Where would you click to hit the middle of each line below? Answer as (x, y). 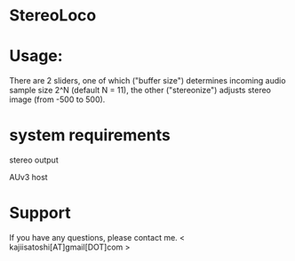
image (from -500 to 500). (57, 99)
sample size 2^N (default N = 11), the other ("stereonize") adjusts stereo (140, 91)
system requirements (90, 135)
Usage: (36, 56)
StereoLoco (53, 16)
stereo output (34, 160)
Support (40, 213)
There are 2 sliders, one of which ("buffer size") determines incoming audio (147, 81)
